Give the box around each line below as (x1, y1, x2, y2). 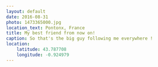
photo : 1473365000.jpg (6, 19, 61, 25)
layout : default (6, 8, 46, 15)
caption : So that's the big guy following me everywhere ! (6, 36, 153, 41)
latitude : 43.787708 (16, 47, 67, 52)
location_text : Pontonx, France (6, 24, 85, 31)
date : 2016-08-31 (6, 14, 49, 20)
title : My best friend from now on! (6, 30, 95, 36)
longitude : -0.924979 (16, 52, 69, 58)
